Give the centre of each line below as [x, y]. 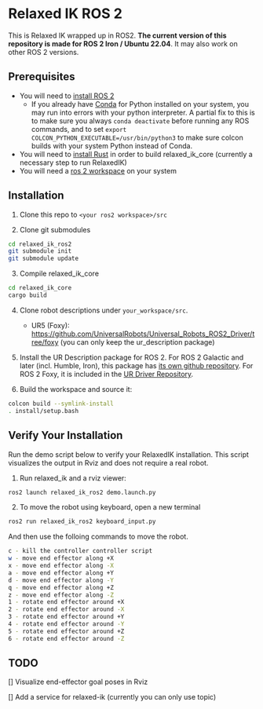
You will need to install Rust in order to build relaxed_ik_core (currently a [136, 154]
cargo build [27, 295]
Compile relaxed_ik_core [59, 274]
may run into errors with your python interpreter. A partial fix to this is [143, 112]
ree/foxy [45, 342]
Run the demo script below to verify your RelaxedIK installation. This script [129, 454]
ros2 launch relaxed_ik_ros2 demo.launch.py [82, 492]
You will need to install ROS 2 [67, 96]
